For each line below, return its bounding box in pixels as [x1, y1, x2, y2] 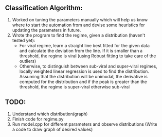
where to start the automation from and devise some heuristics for [12, 22, 145, 28]
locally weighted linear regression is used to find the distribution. [19, 68, 149, 74]
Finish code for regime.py [12, 116, 64, 122]
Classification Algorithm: [5, 4, 83, 12]
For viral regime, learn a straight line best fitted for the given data [19, 42, 150, 48]
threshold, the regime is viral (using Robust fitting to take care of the [19, 53, 156, 59]
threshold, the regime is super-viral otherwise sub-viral [19, 84, 130, 89]
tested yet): [12, 37, 36, 43]
